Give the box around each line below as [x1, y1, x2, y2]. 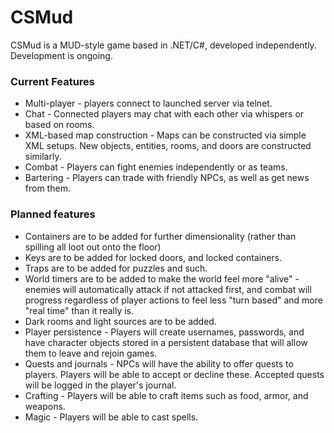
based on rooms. [24, 119, 95, 131]
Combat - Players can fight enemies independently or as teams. [24, 161, 288, 173]
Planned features [10, 207, 96, 221]
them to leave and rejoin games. [24, 347, 158, 359]
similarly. [24, 151, 62, 163]
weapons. [24, 400, 66, 412]
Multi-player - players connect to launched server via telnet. [24, 97, 273, 110]
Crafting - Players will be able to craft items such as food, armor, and [24, 389, 309, 401]
